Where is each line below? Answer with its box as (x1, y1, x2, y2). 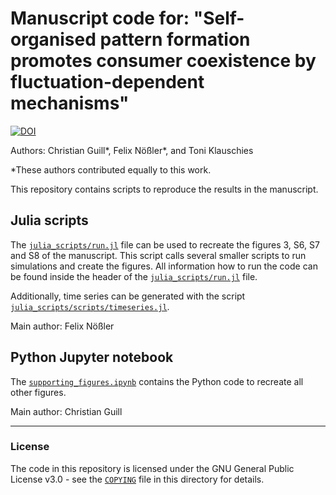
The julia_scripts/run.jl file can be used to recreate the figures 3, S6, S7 (10, 238, 320, 251)
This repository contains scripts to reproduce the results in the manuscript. (10, 183, 319, 195)
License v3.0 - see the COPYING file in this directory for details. (10, 473, 265, 485)
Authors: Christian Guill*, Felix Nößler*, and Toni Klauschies (10, 144, 254, 156)
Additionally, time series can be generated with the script (10, 290, 246, 302)
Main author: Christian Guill (10, 405, 123, 417)
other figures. (10, 386, 67, 398)
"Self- (193, 7, 245, 30)
